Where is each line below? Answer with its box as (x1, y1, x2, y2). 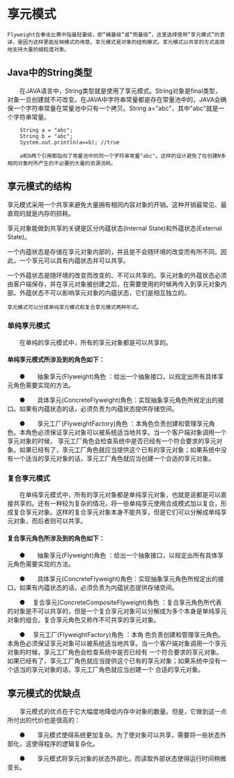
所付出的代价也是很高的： (7, 716, 81, 724)
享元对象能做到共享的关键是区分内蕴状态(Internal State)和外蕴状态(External (7, 224, 222, 232)
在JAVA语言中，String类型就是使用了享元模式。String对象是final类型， (19, 87, 221, 95)
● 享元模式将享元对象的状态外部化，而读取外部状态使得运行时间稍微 (19, 754, 226, 763)
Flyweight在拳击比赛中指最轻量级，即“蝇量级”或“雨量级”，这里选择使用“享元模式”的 (7, 31, 220, 38)
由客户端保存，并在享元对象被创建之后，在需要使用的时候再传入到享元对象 (7, 280, 221, 288)
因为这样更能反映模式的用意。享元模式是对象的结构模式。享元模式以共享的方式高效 (22, 38, 225, 45)
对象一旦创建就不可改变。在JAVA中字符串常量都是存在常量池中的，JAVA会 (7, 95, 221, 103)
